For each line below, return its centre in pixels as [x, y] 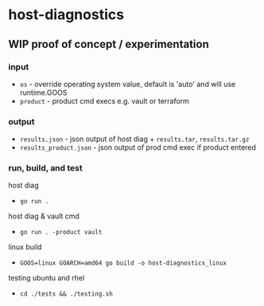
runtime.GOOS [43, 92]
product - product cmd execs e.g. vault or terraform [104, 100]
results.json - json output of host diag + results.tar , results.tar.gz [134, 139]
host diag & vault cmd [44, 216]
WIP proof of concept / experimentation [109, 44]
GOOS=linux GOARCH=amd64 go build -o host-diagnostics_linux [123, 263]
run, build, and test [45, 168]
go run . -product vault [61, 233]
